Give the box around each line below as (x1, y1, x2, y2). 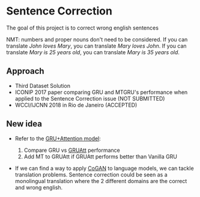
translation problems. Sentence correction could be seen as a (14, 170, 168, 178)
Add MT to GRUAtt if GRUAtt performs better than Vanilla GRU (23, 152, 177, 160)
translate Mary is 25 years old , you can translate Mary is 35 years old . (6, 48, 180, 55)
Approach (6, 66, 44, 77)
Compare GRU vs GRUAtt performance (23, 146, 120, 154)
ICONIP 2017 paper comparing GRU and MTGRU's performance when (14, 89, 188, 96)
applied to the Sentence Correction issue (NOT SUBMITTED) (14, 95, 165, 102)
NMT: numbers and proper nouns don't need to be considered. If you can (6, 36, 188, 43)
